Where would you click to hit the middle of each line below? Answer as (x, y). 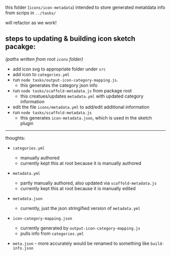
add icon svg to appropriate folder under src (59, 69)
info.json (23, 248)
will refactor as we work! (31, 23)
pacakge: (20, 47)
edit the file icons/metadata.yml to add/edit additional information (81, 107)
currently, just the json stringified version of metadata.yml (80, 208)
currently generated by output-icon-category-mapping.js (80, 228)
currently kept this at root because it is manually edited (78, 188)
